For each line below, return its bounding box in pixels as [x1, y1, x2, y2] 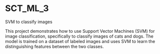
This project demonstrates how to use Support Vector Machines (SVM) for [5, 28, 155, 34]
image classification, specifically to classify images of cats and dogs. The [5, 33, 154, 39]
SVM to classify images [5, 19, 53, 25]
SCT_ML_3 [5, 3, 49, 14]
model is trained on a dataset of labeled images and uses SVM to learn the [5, 38, 156, 44]
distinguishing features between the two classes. [5, 43, 104, 49]
